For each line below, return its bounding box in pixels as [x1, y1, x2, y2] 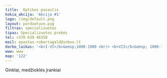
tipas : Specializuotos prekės [5, 30, 68, 35]
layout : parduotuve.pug [5, 21, 55, 26]
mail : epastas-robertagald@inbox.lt [5, 40, 81, 45]
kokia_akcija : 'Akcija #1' [5, 12, 61, 17]
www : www [5, 49, 23, 54]
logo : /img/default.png [5, 16, 55, 21]
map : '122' [5, 53, 28, 59]
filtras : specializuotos [5, 26, 57, 31]
